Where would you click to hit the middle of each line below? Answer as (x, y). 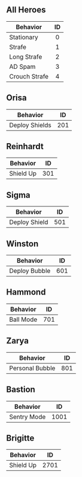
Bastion (21, 390)
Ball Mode (23, 319)
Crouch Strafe (29, 76)
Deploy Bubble (30, 271)
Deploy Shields (31, 125)
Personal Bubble (32, 368)
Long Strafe (26, 57)
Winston (22, 244)
